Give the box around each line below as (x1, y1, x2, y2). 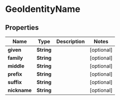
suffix (7, 79, 22, 86)
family (7, 55, 23, 61)
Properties (5, 23, 39, 32)
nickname (7, 87, 32, 94)
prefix (7, 71, 22, 78)
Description (56, 38, 85, 45)
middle (7, 63, 24, 69)
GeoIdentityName (5, 3, 80, 15)
